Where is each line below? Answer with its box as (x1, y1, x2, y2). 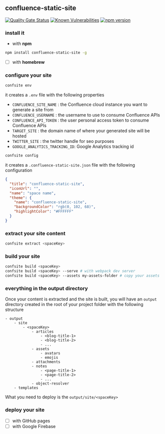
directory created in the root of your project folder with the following (5, 302, 144, 307)
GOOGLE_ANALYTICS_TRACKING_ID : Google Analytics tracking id (12, 143, 134, 150)
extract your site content (5, 230, 66, 237)
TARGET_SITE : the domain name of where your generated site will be (12, 128, 150, 134)
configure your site (5, 72, 52, 79)
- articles (31, 329, 54, 334)
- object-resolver (31, 381, 69, 386)
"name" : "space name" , (9, 190, 56, 196)
